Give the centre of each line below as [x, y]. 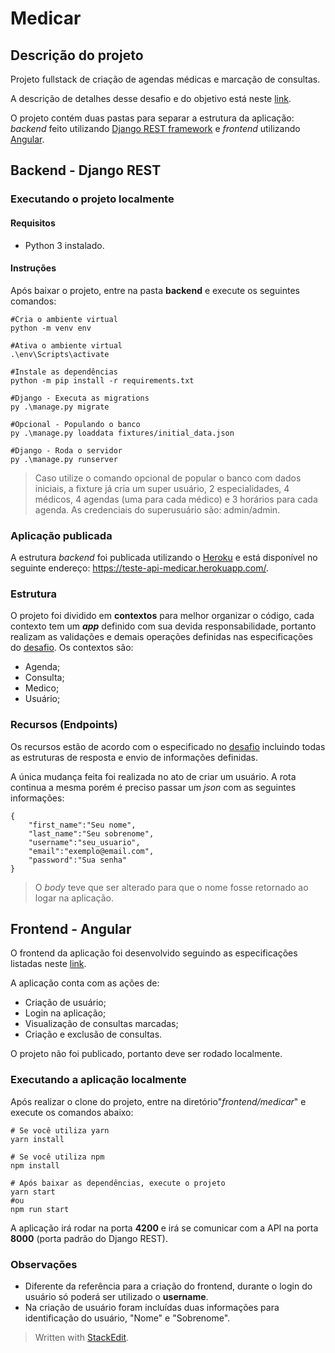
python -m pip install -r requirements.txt [102, 380]
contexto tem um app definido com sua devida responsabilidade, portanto [163, 626]
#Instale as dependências [64, 372]
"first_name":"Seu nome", [82, 825]
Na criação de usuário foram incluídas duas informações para [152, 1308]
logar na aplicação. [74, 898]
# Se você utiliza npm [57, 1157]
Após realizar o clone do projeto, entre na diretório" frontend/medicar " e [158, 1101]
